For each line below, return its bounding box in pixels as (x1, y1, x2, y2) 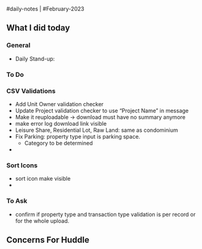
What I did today (6, 23, 70, 33)
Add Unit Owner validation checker (15, 100, 104, 107)
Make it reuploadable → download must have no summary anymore (15, 113, 185, 121)
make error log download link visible (15, 120, 107, 127)
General (6, 41, 31, 49)
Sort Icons (6, 161, 38, 170)
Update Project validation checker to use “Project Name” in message (15, 107, 189, 114)
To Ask (6, 197, 28, 205)
